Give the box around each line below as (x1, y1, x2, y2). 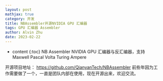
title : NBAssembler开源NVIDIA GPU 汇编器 (5, 21, 87, 26)
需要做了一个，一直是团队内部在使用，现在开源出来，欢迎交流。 (9, 70, 138, 76)
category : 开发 (5, 16, 35, 21)
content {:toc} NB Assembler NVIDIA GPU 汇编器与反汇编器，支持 (12, 49, 145, 54)
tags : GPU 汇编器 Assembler (5, 26, 60, 30)
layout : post (5, 7, 32, 12)
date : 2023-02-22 (5, 35, 41, 40)
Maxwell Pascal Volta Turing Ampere (12, 54, 87, 60)
